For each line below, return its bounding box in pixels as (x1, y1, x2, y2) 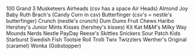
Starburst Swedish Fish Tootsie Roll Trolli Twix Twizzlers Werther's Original (6, 36, 187, 43)
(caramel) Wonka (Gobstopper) (6, 42, 81, 49)
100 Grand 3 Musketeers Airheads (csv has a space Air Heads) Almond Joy (6, 5, 189, 12)
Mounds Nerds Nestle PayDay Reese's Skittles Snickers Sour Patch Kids (6, 30, 181, 37)
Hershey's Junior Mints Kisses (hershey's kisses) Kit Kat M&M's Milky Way (6, 23, 187, 30)
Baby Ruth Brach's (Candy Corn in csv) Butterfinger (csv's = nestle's (6, 11, 172, 18)
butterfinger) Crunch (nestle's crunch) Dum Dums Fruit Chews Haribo (6, 18, 175, 24)
